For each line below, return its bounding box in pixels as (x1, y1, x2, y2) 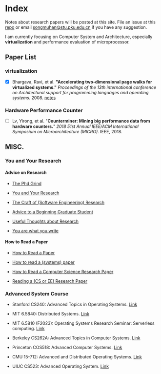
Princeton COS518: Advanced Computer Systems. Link (12, 345, 122, 351)
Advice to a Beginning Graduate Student (12, 208, 94, 215)
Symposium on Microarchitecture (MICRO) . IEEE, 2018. (12, 129, 122, 135)
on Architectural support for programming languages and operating (12, 89, 149, 95)
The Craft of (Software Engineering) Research (12, 199, 105, 205)
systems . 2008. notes (12, 95, 56, 101)
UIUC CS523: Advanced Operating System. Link (12, 363, 109, 369)
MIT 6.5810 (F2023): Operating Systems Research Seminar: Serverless (12, 320, 155, 326)
